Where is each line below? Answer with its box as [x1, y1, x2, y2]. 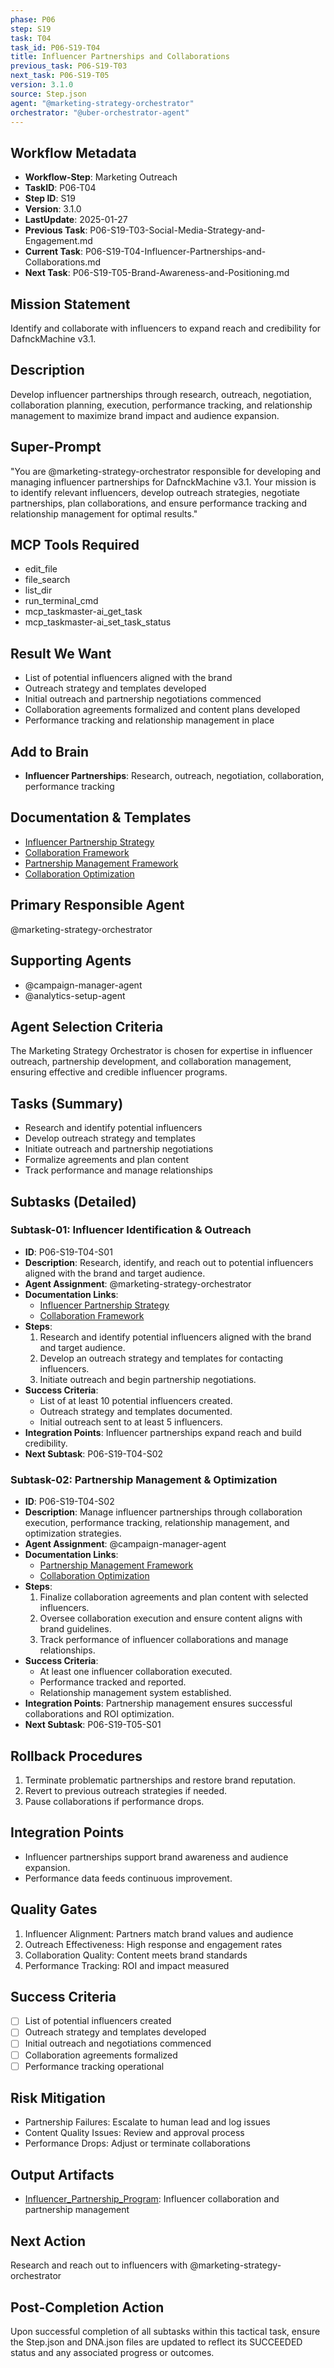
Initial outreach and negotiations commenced [24, 2037, 212, 2050]
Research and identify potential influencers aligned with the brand [39, 1331, 312, 1343]
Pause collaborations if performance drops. [24, 1795, 205, 1807]
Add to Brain [10, 743, 90, 760]
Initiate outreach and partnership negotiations [24, 1143, 214, 1155]
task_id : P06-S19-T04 [10, 42, 101, 53]
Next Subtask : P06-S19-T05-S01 [24, 1719, 162, 1731]
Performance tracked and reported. [39, 1676, 187, 1688]
